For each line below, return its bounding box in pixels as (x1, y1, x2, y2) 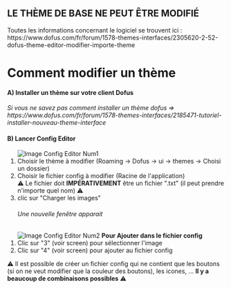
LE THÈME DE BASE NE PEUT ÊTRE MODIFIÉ (7, 8, 199, 19)
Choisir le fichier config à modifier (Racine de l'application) (17, 172, 185, 180)
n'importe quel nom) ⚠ (17, 186, 84, 195)
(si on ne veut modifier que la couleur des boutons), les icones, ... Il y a (7, 267, 210, 275)
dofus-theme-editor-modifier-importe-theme (7, 40, 136, 49)
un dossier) (17, 164, 50, 173)
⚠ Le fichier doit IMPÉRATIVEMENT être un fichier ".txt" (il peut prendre (17, 179, 225, 188)
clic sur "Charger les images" (17, 194, 102, 202)
